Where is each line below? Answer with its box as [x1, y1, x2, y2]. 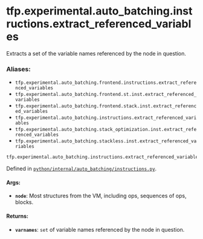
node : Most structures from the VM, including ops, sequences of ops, [14, 192, 187, 200]
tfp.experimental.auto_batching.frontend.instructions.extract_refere [14, 80, 197, 86]
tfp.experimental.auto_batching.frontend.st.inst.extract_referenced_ [14, 92, 197, 98]
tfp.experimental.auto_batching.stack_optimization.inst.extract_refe [14, 127, 197, 133]
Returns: [6, 212, 29, 220]
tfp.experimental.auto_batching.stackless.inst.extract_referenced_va [14, 138, 197, 144]
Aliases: [6, 65, 31, 73]
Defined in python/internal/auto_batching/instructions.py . [6, 165, 157, 173]
